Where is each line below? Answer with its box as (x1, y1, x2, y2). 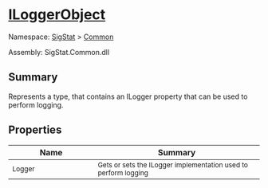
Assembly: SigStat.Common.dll (8, 47, 110, 57)
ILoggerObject (8, 6, 106, 24)
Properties (8, 123, 62, 137)
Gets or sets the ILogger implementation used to (97, 160, 249, 169)
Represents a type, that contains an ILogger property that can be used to (8, 92, 248, 101)
